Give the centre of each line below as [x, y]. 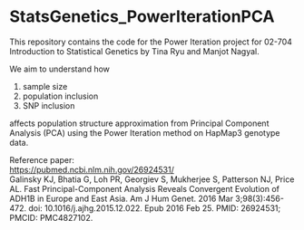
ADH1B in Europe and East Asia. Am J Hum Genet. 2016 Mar [122, 198]
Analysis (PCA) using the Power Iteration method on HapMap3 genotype [145, 132]
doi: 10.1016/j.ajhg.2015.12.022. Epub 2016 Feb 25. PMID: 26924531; [155, 208]
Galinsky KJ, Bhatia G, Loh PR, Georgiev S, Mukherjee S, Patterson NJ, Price [152, 179]
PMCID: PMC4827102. [51, 217]
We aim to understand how [60, 69]
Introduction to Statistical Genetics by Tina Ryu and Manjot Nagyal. [135, 51]
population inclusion [60, 96]
